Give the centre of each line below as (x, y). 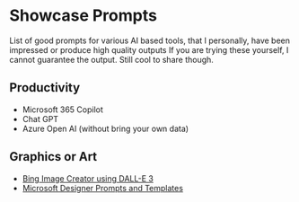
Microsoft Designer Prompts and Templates (103, 188)
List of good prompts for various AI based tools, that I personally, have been (149, 40)
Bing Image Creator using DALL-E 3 (88, 178)
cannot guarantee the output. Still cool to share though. (111, 59)
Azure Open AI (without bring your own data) (106, 128)
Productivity (45, 88)
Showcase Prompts (83, 16)
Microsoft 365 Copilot (62, 110)
